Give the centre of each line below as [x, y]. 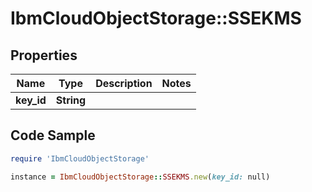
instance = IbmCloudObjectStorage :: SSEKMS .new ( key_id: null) [140, 177]
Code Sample [53, 135]
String [71, 100]
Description [124, 83]
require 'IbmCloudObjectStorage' [80, 158]
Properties [44, 55]
